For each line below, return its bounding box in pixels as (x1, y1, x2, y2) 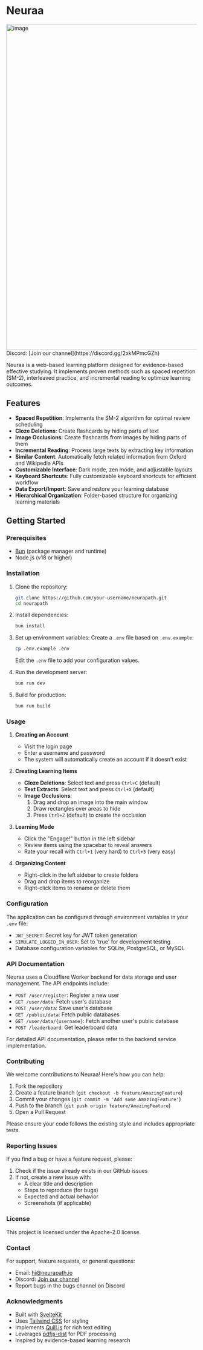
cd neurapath (14, 600, 48, 607)
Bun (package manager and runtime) (14, 547, 107, 555)
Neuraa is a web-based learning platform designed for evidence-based (6, 361, 184, 368)
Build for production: (14, 691, 66, 698)
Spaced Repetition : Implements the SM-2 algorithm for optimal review (14, 414, 190, 422)
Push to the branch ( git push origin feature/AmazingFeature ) (14, 1102, 171, 1109)
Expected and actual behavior (24, 1193, 98, 1200)
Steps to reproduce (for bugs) (24, 1187, 98, 1194)
